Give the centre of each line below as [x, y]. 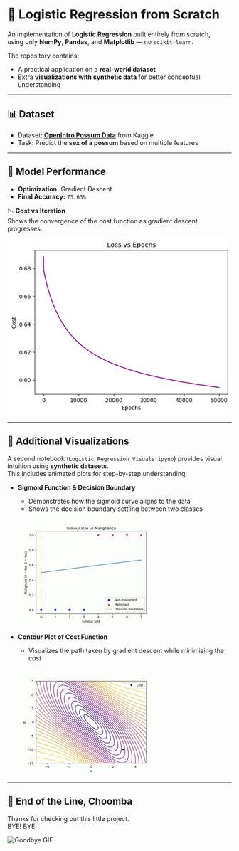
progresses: [25, 228]
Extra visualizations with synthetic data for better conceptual [109, 77]
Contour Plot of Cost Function [63, 637]
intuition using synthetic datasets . [58, 466]
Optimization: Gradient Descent [65, 189]
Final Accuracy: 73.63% [52, 196]
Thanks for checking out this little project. [68, 818]
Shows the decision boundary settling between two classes [115, 509]
